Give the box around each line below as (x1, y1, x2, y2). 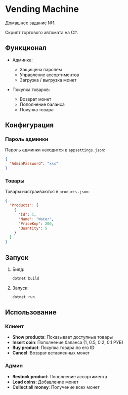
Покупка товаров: (12, 87, 50, 92)
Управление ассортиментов (19, 72, 79, 78)
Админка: (12, 57, 33, 63)
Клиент (5, 323, 24, 330)
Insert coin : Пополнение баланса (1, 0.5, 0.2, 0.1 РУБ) (12, 340, 124, 346)
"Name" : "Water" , (18, 217, 54, 221)
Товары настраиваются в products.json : (5, 189, 90, 195)
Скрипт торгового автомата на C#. (5, 29, 78, 35)
